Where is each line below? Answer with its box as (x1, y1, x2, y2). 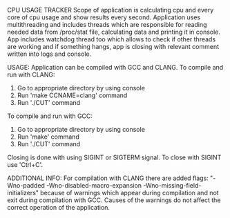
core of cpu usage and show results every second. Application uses (7, 13, 201, 21)
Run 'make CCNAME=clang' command (17, 91, 128, 99)
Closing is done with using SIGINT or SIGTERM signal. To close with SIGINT (7, 153, 222, 161)
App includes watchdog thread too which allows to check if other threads (7, 35, 216, 43)
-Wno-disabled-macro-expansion (46, 181, 142, 189)
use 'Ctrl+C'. (7, 161, 44, 168)
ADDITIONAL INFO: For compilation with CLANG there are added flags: (7, 174, 209, 182)
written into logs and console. (7, 50, 92, 58)
